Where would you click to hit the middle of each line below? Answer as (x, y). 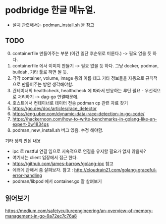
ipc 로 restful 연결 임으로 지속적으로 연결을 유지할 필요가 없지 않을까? (79, 151)
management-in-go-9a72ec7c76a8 (41, 216)
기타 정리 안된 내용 (23, 140)
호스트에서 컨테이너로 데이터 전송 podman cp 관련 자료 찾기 (70, 103)
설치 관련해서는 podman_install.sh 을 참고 (53, 25)
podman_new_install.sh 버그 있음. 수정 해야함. (58, 130)
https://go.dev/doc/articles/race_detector (55, 108)
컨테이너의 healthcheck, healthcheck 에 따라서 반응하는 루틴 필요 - (78, 90)
